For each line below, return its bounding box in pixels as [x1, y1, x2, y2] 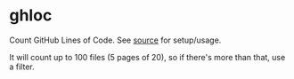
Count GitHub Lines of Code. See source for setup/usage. [9, 35, 222, 45]
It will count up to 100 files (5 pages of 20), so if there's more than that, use [9, 51, 286, 62]
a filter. [9, 61, 36, 72]
